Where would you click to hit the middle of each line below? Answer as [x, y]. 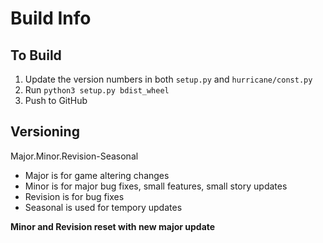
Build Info [51, 18]
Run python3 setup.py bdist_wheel [97, 90]
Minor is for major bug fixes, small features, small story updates [156, 186]
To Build [36, 55]
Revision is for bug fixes [74, 196]
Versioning [45, 132]
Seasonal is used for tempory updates [103, 207]
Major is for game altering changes [97, 175]
